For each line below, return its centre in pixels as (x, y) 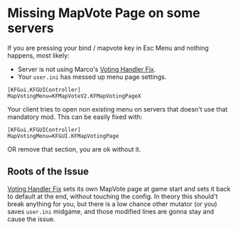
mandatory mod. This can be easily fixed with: (75, 117)
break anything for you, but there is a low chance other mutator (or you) (113, 203)
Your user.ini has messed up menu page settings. (92, 77)
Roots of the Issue (48, 172)
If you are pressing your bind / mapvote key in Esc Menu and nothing (108, 48)
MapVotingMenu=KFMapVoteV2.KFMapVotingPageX (74, 96)
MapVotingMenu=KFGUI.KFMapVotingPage (63, 136)
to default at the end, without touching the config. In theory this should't (113, 196)
